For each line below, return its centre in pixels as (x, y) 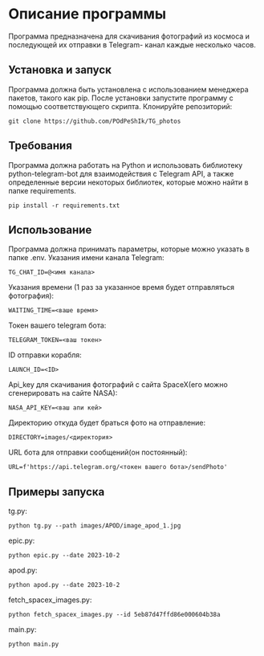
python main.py (34, 644)
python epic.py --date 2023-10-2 (64, 556)
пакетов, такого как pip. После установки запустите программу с (121, 98)
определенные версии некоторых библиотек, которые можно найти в (128, 182)
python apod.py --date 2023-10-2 (64, 585)
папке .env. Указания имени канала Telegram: (86, 258)
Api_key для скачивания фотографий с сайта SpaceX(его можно (118, 385)
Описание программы (87, 14)
